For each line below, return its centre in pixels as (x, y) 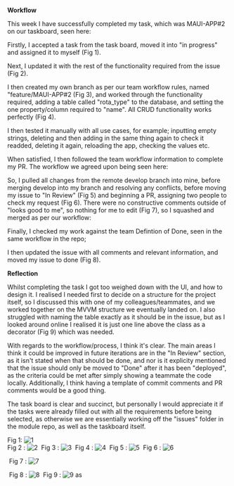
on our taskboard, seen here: (49, 31)
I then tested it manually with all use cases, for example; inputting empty (112, 130)
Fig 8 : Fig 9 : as (45, 475)
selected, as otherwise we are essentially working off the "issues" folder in (115, 419)
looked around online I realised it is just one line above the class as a (106, 324)
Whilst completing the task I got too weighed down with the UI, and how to (115, 287)
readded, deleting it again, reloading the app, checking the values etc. (109, 146)
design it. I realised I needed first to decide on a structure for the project (112, 294)
